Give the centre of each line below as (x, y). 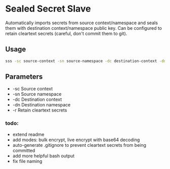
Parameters (24, 77)
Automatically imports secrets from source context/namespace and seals (82, 23)
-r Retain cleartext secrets (40, 110)
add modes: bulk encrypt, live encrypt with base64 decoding (76, 140)
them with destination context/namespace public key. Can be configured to (84, 28)
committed (24, 150)
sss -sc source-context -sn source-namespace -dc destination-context (81, 61)
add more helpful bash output (44, 156)
